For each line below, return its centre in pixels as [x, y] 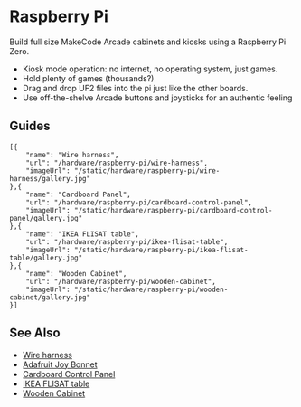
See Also [35, 333]
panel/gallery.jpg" [46, 218]
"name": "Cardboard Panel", [78, 194]
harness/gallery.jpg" [50, 178]
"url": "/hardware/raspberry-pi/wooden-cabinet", [121, 281]
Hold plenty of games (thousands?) [88, 78]
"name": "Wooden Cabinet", [76, 273]
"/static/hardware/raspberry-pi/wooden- [151, 289]
